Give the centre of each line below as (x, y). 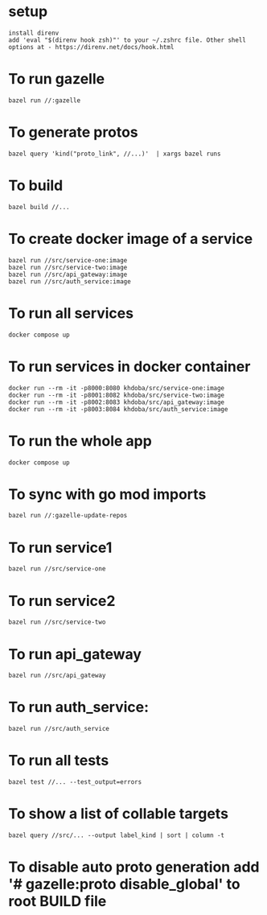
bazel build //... (39, 207)
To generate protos (73, 132)
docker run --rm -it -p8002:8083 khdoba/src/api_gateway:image (117, 402)
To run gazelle (57, 79)
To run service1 (60, 548)
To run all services (71, 313)
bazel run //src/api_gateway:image (68, 274)
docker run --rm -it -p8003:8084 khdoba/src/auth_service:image (118, 409)
